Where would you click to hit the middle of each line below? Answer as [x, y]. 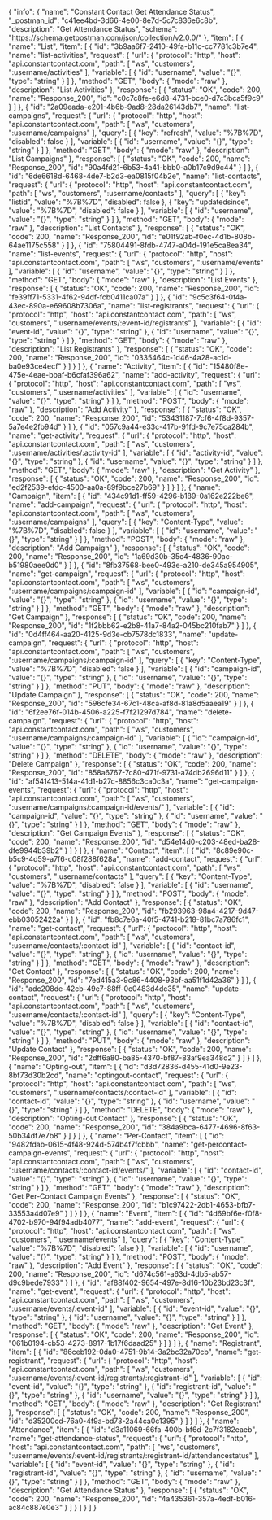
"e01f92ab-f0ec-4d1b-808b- [207, 236]
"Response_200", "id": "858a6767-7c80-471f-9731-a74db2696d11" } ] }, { [132, 773]
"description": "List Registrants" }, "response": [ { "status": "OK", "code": [130, 349]
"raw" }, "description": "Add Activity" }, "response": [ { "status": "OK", [125, 409]
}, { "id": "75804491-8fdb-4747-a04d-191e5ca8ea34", [162, 245]
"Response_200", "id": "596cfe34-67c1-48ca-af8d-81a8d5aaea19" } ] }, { [131, 703]
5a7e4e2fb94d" [35, 427]
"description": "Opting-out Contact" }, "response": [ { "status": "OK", [123, 1118]
